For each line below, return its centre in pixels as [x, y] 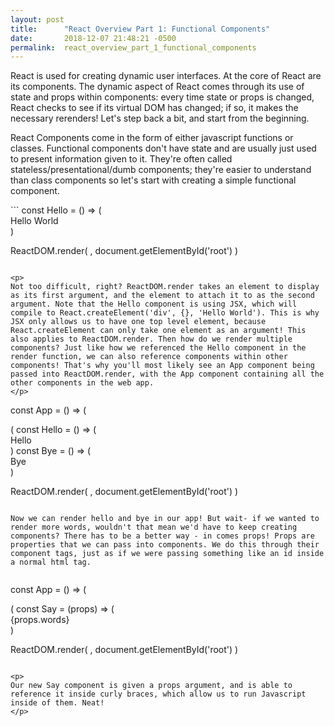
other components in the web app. [82, 383]
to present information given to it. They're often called [121, 159]
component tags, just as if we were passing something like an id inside [167, 554]
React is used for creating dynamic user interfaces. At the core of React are [166, 76]
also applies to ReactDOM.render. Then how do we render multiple [151, 339]
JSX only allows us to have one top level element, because [138, 322]
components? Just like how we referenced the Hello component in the [158, 348]
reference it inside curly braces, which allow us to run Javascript [158, 694]
